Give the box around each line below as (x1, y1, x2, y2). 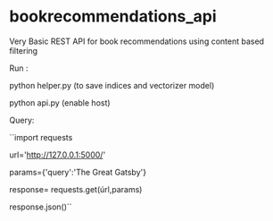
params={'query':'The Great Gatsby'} (9, 166, 147, 177)
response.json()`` (9, 201, 73, 212)
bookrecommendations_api (9, 6, 217, 27)
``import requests (9, 132, 73, 142)
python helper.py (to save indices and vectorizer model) (9, 80, 215, 90)
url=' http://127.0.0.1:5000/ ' (9, 149, 106, 160)
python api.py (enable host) (9, 97, 111, 108)
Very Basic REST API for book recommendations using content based (9, 36, 265, 47)
